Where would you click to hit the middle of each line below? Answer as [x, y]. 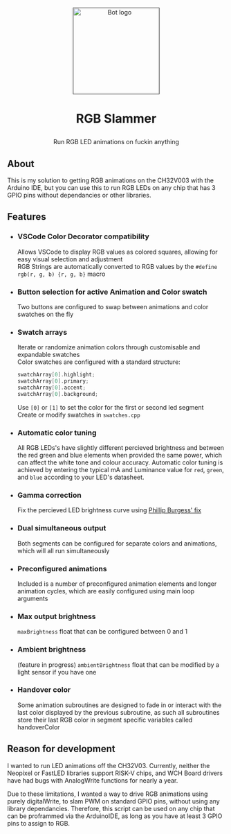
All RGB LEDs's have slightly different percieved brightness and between [121, 448]
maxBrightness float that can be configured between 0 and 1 [102, 632]
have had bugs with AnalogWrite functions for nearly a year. [93, 780]
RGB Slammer [116, 119]
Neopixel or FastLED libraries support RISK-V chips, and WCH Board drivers [115, 773]
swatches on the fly [45, 314]
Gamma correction [49, 495]
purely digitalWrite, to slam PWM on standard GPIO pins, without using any [113, 801]
